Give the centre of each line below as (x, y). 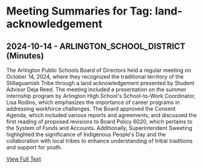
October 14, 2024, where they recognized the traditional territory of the (95, 76)
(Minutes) (25, 56)
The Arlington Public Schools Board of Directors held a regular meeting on (99, 70)
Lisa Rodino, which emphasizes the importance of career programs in (93, 102)
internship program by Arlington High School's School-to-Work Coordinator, (101, 96)
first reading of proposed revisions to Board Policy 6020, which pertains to (99, 121)
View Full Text (24, 159)
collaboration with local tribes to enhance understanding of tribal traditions (99, 141)
